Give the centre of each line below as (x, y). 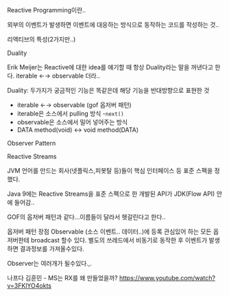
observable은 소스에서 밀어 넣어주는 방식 (72, 122)
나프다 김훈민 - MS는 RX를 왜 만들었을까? (62, 278)
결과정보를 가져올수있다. (52, 249)
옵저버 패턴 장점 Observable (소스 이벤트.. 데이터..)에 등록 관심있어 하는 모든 (109, 231)
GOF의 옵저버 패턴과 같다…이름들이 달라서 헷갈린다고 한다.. (86, 217)
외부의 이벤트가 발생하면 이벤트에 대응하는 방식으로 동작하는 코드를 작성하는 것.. (113, 25)
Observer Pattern (32, 143)
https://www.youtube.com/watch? (167, 278)
